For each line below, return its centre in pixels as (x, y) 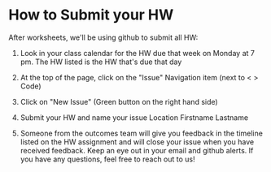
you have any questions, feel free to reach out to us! (107, 159)
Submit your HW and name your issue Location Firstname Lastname (134, 117)
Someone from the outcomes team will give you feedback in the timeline (141, 133)
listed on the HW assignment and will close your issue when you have (137, 142)
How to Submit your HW (91, 15)
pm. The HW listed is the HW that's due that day (101, 62)
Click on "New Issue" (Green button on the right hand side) (119, 101)
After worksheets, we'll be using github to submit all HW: (103, 37)
